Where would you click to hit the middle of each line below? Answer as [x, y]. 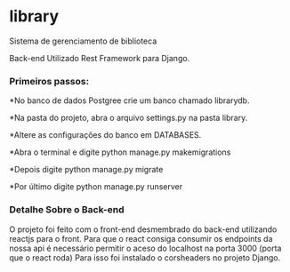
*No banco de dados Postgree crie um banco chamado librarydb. [129, 100]
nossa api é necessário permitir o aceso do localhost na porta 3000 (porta [145, 248]
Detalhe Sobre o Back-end [67, 210]
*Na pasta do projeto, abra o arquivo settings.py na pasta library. [129, 118]
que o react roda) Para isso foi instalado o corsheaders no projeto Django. [145, 257]
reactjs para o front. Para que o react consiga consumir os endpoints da [141, 238]
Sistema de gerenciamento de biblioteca [83, 41]
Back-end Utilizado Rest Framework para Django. [100, 58]
